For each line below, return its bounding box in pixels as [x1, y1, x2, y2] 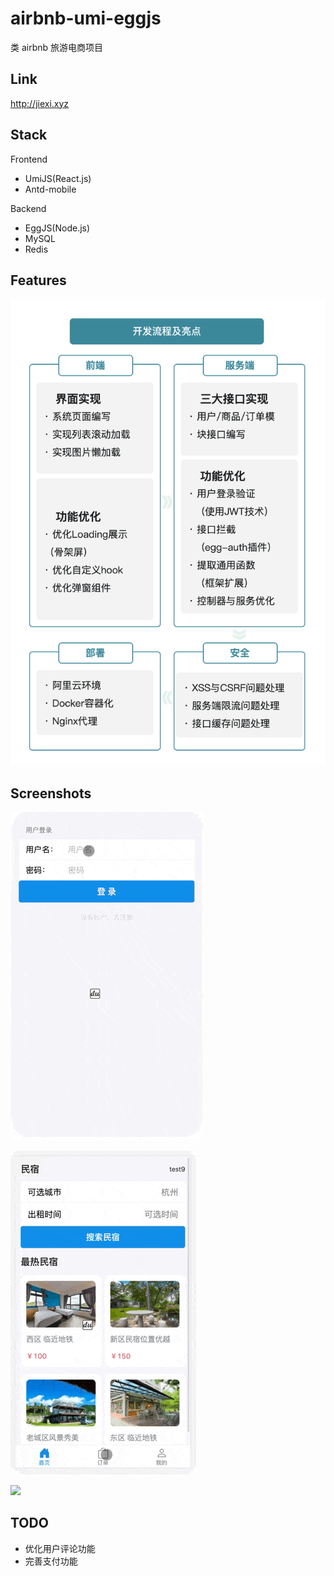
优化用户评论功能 [24, 1542, 96, 1554]
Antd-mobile [24, 183, 77, 195]
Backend [10, 202, 47, 214]
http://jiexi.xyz [10, 97, 70, 109]
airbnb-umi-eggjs [10, 7, 162, 30]
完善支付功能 [24, 1555, 78, 1567]
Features [10, 272, 67, 289]
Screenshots [10, 785, 92, 802]
